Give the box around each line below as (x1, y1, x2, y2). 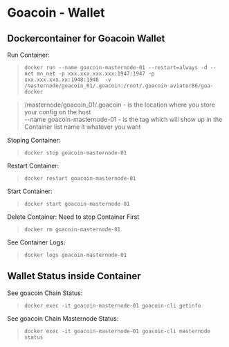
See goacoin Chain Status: (7, 289, 83, 297)
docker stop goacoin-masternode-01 (24, 150, 127, 157)
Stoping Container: (7, 136, 61, 144)
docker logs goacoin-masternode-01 (24, 251, 127, 258)
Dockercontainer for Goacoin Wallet (7, 33, 165, 44)
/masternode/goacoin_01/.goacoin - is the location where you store (24, 100, 216, 109)
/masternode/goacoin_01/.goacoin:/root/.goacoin (24, 82, 167, 89)
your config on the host (24, 108, 91, 116)
